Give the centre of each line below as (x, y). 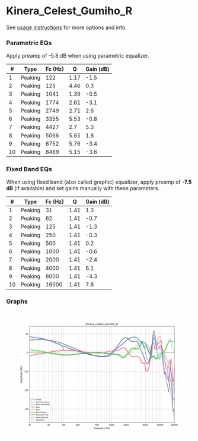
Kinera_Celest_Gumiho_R (69, 11)
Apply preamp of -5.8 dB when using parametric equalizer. (78, 56)
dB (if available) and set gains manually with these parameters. (83, 188)
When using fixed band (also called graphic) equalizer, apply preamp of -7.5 (99, 182)
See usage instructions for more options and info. (67, 27)
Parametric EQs (29, 43)
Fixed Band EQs (29, 169)
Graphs (17, 301)
